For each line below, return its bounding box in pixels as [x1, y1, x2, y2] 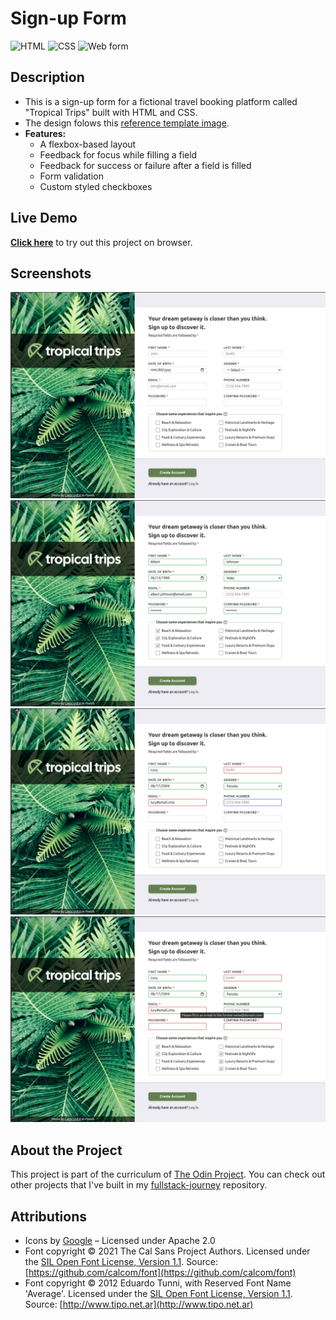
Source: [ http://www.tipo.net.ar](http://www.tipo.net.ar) [24, 1298, 254, 1311]
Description [10, 69, 85, 86]
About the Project [10, 1142, 123, 1159]
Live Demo [10, 210, 78, 227]
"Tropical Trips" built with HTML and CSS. [24, 106, 198, 118]
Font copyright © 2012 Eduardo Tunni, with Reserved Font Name [24, 1277, 292, 1289]
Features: [24, 127, 67, 139]
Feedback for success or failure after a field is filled [39, 159, 252, 171]
